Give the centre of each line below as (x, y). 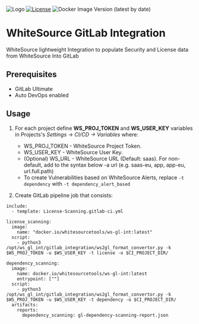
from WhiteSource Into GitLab (42, 56)
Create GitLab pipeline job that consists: (64, 195)
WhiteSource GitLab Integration (86, 33)
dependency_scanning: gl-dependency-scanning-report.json (95, 315)
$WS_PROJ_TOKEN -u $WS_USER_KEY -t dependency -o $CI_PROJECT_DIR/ (91, 300)
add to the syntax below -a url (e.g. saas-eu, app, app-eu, (115, 165)
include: (17, 206)
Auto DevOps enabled (42, 95)
